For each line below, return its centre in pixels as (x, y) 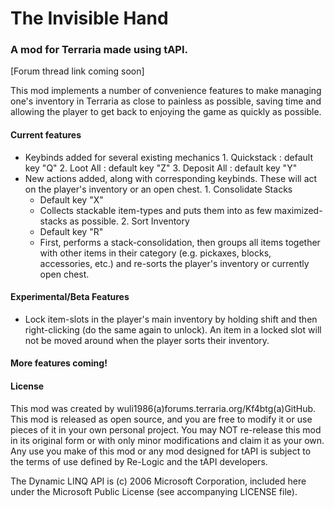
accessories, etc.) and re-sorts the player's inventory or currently (174, 263)
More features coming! (59, 363)
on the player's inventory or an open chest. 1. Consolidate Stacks (158, 189)
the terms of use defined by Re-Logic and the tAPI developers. (139, 461)
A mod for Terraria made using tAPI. (99, 50)
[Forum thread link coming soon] (77, 71)
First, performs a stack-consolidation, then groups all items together (180, 242)
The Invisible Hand (89, 18)
